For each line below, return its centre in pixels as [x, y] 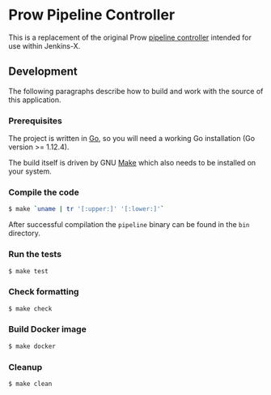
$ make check [30, 309]
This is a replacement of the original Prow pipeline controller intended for [130, 37]
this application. [35, 100]
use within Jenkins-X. [44, 45]
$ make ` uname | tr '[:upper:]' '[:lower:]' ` [86, 209]
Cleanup [25, 367]
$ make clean [30, 384]
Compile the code [44, 192]
